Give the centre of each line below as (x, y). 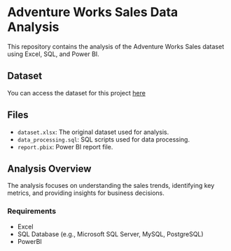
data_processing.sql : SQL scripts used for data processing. (104, 139)
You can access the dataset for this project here (76, 93)
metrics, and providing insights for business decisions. (86, 193)
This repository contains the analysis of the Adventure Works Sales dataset (116, 46)
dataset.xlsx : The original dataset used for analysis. (93, 132)
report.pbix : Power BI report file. (65, 147)
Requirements (32, 211)
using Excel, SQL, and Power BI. (53, 54)
